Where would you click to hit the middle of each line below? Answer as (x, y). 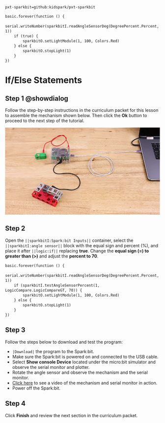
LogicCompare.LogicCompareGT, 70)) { (44, 290)
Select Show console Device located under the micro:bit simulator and (84, 362)
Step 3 (15, 330)
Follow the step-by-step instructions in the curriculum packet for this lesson (82, 110)
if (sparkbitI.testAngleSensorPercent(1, (57, 285)
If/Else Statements (44, 80)
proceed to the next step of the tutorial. (45, 121)
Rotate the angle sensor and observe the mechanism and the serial (80, 372)
